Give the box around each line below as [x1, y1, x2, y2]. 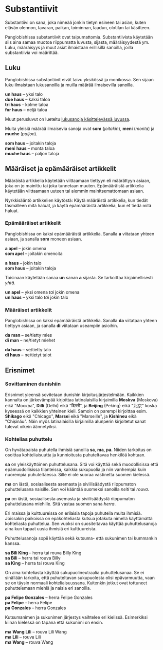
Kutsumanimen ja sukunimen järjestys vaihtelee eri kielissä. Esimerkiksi [5, 614, 148, 620]
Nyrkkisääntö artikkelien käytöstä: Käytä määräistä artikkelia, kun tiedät [5, 197, 148, 203]
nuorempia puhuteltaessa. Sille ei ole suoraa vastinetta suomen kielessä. [5, 472, 151, 478]
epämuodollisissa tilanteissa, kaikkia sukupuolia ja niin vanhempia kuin [5, 467, 146, 472]
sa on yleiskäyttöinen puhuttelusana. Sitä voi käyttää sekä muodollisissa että [5, 461, 159, 468]
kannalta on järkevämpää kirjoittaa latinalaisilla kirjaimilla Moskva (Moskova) [5, 397, 158, 402]
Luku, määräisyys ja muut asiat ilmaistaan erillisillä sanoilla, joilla [5, 44, 134, 50]
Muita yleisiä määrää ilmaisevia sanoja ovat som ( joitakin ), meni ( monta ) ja [5, 126, 155, 131]
